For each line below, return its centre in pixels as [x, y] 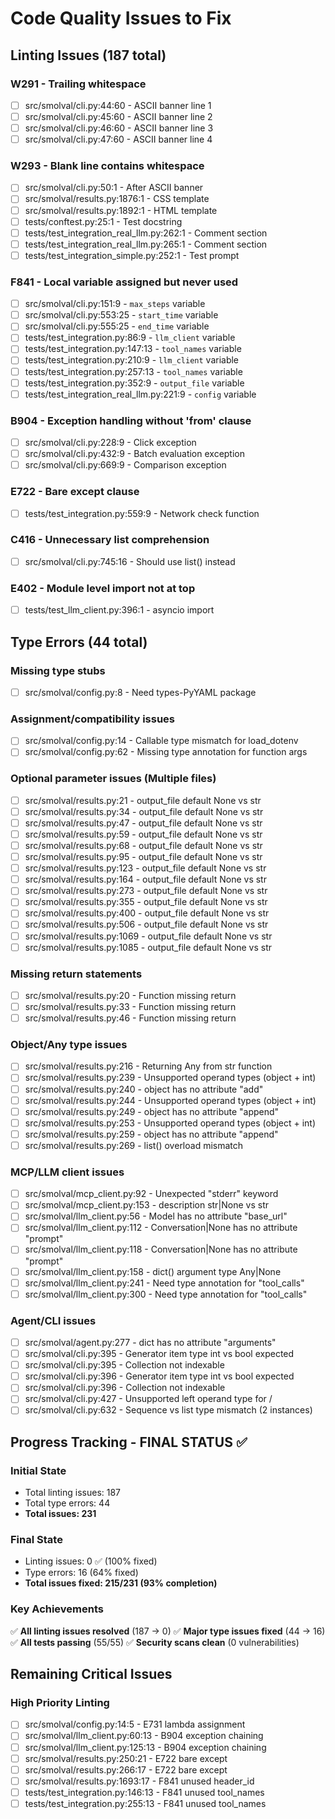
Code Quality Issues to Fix [121, 18]
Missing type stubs [58, 670]
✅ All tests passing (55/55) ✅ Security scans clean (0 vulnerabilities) [155, 1642]
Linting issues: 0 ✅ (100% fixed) [91, 1561]
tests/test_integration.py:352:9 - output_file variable [134, 383]
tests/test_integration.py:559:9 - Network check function [142, 513]
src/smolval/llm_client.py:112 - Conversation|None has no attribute [161, 1228]
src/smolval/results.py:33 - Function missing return [130, 1006]
